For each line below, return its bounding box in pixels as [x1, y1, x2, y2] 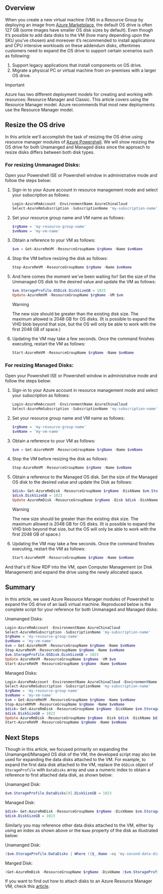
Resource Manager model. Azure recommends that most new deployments [5, 101, 155, 107]
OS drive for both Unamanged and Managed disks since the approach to [5, 144, 150, 150]
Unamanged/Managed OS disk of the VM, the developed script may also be [5, 751, 156, 757]
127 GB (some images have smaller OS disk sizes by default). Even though [5, 27, 154, 33]
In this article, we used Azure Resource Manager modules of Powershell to [5, 596, 154, 602]
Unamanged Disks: [5, 616, 43, 621]
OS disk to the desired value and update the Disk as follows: [12, 479, 132, 485]
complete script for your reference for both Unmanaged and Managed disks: [5, 606, 158, 612]
